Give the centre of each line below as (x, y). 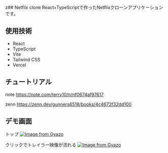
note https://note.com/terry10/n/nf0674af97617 (54, 94)
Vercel (19, 65)
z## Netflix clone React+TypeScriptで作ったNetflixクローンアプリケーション (84, 7)
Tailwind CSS (26, 59)
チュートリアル (29, 82)
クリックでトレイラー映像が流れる (41, 145)
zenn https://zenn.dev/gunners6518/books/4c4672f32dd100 (68, 104)
